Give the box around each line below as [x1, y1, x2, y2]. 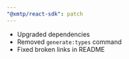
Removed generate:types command [16, 37, 122, 46]
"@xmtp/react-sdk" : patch [6, 10, 83, 18]
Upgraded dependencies [16, 30, 90, 38]
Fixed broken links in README [16, 45, 106, 53]
